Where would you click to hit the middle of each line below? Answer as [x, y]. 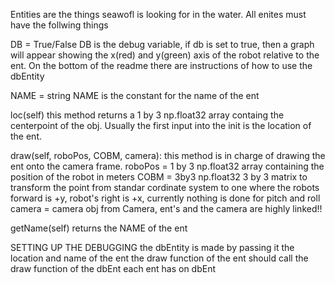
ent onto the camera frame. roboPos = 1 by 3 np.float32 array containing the [167, 166]
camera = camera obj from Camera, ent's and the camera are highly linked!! [166, 208]
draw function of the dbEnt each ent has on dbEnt [113, 268]
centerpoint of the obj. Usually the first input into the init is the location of [161, 125]
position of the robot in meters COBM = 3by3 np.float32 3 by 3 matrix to [159, 177]
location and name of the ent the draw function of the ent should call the [159, 258]
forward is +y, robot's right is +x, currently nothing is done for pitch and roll [165, 198]
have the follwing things [59, 25]
